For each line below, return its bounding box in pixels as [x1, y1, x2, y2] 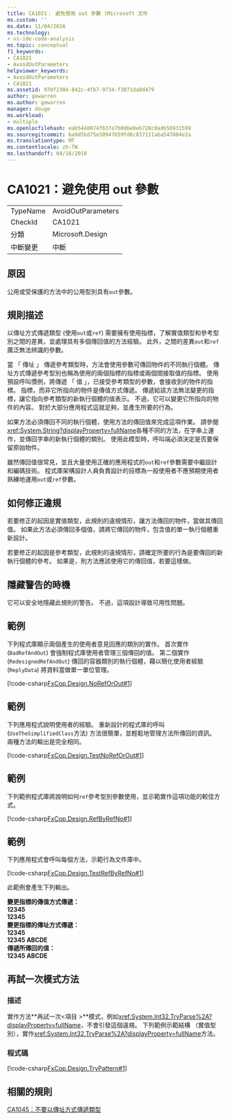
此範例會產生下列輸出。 [7, 883, 73, 891]
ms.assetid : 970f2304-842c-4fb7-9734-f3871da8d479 [7, 86, 155, 93]
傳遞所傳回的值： [7, 944, 55, 952]
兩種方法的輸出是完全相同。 [7, 737, 86, 745]
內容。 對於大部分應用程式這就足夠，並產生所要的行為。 [18, 403, 177, 412]
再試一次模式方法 [7, 973, 79, 985]
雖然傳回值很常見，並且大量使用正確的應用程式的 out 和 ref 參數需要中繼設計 [7, 458, 218, 466]
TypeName [10, 206, 46, 216]
